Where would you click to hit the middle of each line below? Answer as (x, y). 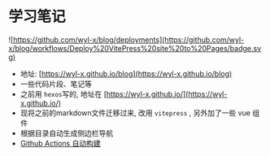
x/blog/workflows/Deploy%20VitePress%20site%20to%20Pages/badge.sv (135, 48)
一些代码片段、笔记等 (56, 84)
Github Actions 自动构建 (60, 143)
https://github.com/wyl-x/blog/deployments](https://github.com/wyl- (129, 39)
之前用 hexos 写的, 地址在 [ (63, 93)
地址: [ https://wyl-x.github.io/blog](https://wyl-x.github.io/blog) (126, 73)
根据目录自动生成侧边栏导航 (67, 133)
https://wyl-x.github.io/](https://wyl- (167, 93)
